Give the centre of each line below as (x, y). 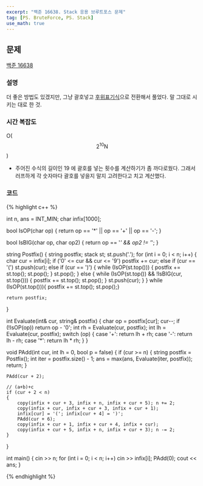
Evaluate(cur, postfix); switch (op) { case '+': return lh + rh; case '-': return (99, 334)
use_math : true (26, 23)
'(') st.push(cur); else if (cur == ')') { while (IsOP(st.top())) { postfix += (94, 267)
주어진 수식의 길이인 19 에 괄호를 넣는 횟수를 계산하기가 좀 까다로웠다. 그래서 (105, 168)
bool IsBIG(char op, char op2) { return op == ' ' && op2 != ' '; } (83, 242)
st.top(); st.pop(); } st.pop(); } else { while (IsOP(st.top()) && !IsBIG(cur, (94, 273)
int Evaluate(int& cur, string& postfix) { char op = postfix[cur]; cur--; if (93, 321)
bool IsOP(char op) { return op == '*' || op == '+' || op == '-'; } (84, 230)
